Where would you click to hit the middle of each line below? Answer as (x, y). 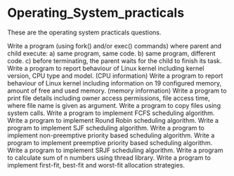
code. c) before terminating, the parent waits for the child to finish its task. (115, 60)
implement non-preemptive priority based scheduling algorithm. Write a (111, 135)
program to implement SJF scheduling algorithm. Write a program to (106, 128)
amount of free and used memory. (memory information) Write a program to (117, 90)
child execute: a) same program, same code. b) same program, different (111, 53)
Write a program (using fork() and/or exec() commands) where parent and (115, 46)
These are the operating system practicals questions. (84, 32)
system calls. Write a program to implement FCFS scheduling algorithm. (111, 113)
